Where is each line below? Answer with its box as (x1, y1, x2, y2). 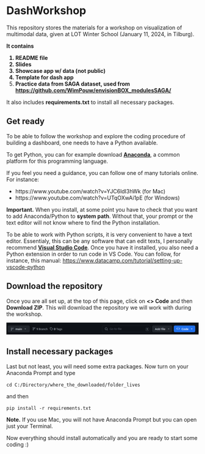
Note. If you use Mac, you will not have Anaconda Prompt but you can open (6, 415, 197, 423)
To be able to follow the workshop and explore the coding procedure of (6, 132, 185, 140)
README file (15, 54, 48, 61)
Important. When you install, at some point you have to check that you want (6, 206, 198, 213)
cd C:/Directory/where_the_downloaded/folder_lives (6, 382, 140, 388)
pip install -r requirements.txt (6, 405, 92, 411)
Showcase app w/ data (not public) (15, 67, 106, 74)
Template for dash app (15, 73, 74, 81)
